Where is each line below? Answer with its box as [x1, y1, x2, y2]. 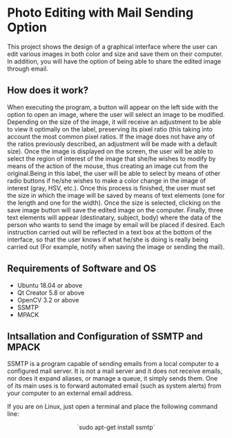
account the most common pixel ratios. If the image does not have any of [7, 132, 215, 140]
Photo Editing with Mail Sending [7, 5, 194, 21]
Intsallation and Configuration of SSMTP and [7, 330, 204, 342]
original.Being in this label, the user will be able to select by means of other [7, 169, 221, 177]
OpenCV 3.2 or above [17, 295, 79, 304]
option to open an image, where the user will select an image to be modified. [7, 110, 225, 118]
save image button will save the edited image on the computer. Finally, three [7, 206, 224, 214]
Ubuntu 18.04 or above [17, 281, 83, 289]
